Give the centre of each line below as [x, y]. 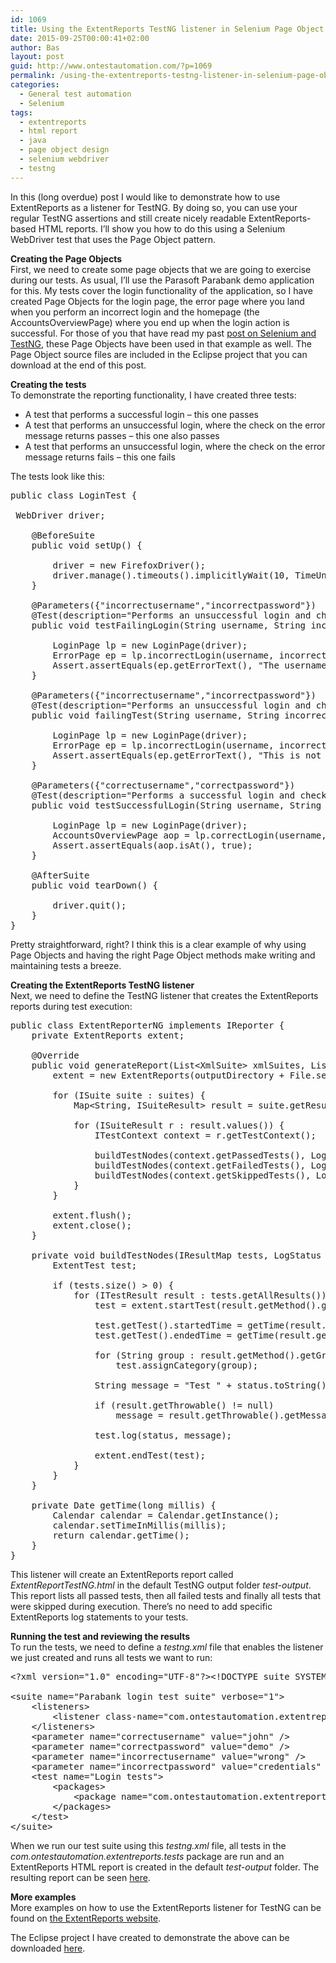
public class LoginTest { [74, 495]
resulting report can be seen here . [80, 1877]
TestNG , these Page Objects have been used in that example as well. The [161, 343]
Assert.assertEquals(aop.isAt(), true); [152, 845]
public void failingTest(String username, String [155, 715]
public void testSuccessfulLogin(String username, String [176, 805]
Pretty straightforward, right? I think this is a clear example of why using [158, 944]
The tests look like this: [57, 476]
